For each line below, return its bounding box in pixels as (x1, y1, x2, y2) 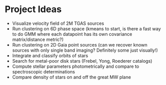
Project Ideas (5, 4, 62, 15)
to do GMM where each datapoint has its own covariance (12, 31, 132, 37)
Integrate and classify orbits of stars (12, 52, 89, 59)
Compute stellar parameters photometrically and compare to (12, 63, 140, 69)
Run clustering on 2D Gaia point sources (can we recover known (12, 41, 148, 48)
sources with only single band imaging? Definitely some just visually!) (12, 47, 158, 53)
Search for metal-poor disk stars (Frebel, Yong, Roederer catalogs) (12, 58, 153, 64)
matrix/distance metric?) (12, 36, 64, 42)
